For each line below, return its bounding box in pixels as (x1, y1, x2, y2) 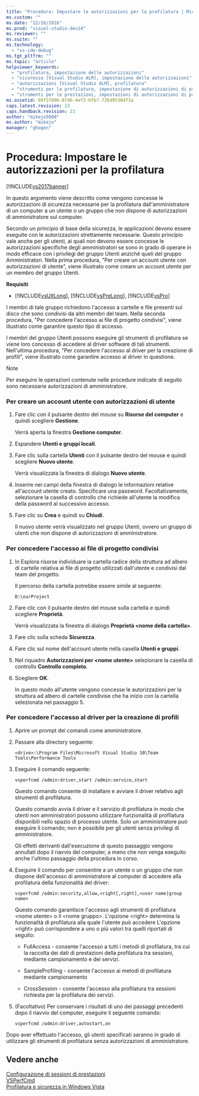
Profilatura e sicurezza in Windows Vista (6, 1083, 105, 1090)
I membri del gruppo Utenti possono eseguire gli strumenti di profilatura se (6, 334, 188, 341)
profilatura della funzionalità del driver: (14, 879, 110, 886)
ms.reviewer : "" (6, 31, 46, 37)
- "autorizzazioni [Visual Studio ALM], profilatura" (11, 81, 147, 87)
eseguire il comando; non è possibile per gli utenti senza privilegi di (14, 824, 179, 831)
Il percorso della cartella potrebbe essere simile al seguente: (14, 582, 162, 589)
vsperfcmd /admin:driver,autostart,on (14, 1020, 111, 1026)
